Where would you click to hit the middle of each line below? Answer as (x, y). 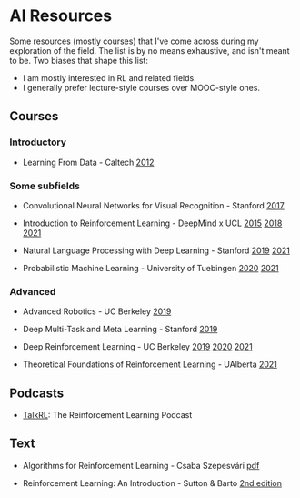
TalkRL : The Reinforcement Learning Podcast (107, 415)
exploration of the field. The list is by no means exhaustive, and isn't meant (150, 50)
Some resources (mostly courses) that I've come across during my (134, 41)
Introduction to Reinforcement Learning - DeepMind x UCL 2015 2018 (152, 223)
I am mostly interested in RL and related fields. (110, 77)
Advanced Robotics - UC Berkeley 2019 (97, 311)
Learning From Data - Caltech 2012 (88, 162)
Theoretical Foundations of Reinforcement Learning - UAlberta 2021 (150, 364)
